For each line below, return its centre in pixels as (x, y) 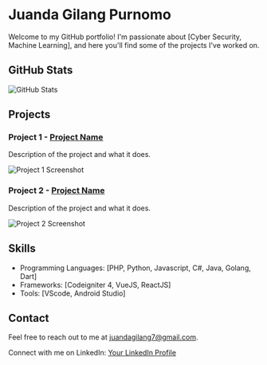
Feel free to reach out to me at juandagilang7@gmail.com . (103, 337)
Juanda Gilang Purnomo (90, 15)
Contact (29, 318)
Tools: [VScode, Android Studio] (73, 293)
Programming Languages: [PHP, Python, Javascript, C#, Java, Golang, (135, 268)
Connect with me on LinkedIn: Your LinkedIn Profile (92, 353)
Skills (22, 249)
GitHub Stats (41, 71)
